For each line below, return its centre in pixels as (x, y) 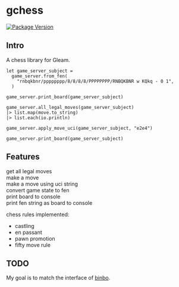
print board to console (33, 196)
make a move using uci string (42, 184)
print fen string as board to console (49, 202)
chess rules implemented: (38, 214)
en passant (29, 232)
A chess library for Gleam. (38, 60)
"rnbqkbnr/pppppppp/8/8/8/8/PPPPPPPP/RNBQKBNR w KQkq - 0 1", (95, 81)
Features (23, 157)
